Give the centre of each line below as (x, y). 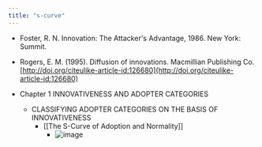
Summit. (33, 46)
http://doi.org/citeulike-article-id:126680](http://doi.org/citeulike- (128, 70)
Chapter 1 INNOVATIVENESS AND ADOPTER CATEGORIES (114, 94)
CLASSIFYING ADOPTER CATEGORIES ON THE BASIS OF (125, 109)
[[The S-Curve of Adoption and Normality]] (113, 126)
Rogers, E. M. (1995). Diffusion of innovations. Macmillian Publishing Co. (137, 62)
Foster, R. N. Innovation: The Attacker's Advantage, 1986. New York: (130, 38)
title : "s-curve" (37, 15)
